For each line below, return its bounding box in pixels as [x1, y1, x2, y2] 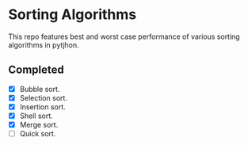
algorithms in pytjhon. [8, 40, 79, 49]
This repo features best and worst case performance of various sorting [8, 32, 240, 41]
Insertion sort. [19, 101, 66, 112]
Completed [8, 63, 65, 77]
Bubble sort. [19, 84, 60, 93]
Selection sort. [19, 93, 67, 102]
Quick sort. [19, 129, 56, 139]
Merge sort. [19, 120, 59, 129]
